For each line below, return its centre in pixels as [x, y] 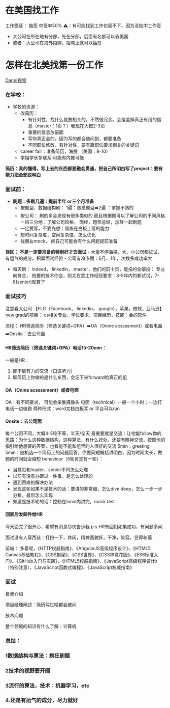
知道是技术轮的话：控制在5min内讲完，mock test [64, 502]
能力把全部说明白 [23, 175]
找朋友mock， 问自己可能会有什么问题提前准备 [69, 241]
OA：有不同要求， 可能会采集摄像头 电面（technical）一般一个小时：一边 [81, 402]
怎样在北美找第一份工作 [54, 65]
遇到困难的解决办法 [33, 482]
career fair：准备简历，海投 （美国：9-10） [65, 151]
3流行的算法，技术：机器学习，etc [47, 686]
